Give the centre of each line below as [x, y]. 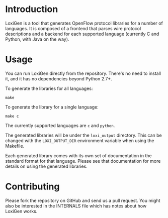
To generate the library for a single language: [52, 107]
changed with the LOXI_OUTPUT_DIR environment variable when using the [80, 140]
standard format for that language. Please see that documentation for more [83, 161]
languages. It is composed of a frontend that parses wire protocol [73, 28]
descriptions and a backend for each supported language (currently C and [82, 34]
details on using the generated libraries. [47, 166]
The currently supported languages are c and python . [60, 125]
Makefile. [15, 146]
